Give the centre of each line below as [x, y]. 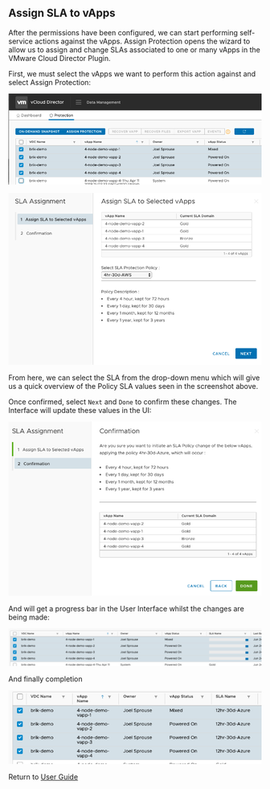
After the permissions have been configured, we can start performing [123, 32]
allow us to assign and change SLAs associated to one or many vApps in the [135, 49]
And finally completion [45, 679]
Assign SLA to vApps [62, 13]
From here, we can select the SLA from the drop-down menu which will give [134, 378]
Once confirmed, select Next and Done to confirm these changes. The [123, 402]
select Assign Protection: [49, 82]
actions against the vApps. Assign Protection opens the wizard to [143, 41]
